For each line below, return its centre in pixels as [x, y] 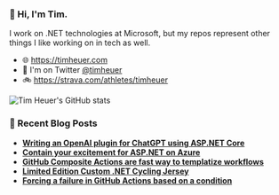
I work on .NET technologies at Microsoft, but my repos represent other [140, 34]
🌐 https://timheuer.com [65, 60]
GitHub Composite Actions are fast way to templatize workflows [143, 161]
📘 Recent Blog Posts [53, 123]
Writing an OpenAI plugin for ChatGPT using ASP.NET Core [133, 143]
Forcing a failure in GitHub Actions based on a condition [127, 180]
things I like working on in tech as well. [80, 43]
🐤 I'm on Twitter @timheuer [72, 70]
